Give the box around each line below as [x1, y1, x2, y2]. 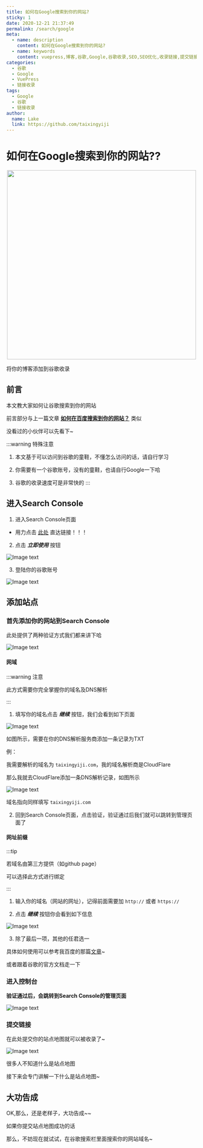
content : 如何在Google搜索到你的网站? [17, 43, 106, 49]
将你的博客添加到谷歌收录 [6, 365, 70, 372]
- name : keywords [11, 48, 56, 54]
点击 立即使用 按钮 [14, 541, 61, 549]
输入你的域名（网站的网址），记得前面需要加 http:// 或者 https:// [14, 897, 180, 905]
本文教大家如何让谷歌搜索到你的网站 [6, 401, 97, 409]
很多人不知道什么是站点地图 [6, 1060, 76, 1067]
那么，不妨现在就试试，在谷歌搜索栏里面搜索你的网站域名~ [6, 1135, 153, 1143]
